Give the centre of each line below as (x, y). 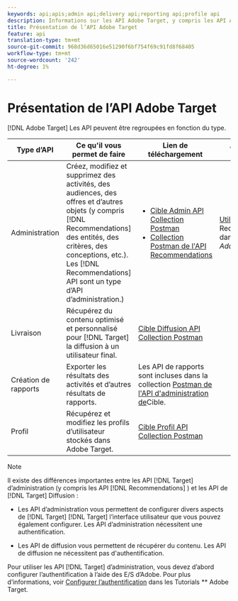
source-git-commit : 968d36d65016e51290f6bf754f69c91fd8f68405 (101, 47)
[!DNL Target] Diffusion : (43, 495)
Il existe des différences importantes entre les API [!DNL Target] (100, 480)
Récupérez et (89, 414)
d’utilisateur (85, 431)
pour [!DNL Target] (98, 337)
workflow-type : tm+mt (39, 54)
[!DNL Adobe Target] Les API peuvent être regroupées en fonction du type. (117, 128)
